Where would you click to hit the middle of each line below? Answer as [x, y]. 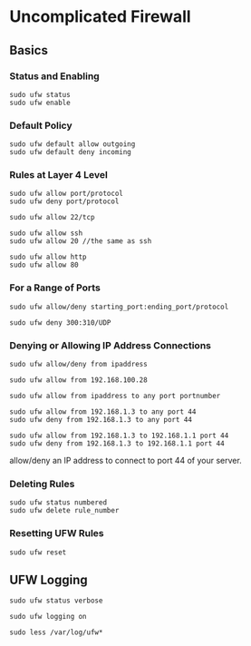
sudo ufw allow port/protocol [67, 194]
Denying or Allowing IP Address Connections [110, 345]
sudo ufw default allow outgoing [72, 144]
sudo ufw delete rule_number [64, 511]
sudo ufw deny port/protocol [64, 201]
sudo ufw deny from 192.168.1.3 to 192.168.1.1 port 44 [117, 444]
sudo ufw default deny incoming [70, 152]
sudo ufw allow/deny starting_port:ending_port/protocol [119, 307]
